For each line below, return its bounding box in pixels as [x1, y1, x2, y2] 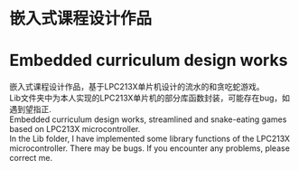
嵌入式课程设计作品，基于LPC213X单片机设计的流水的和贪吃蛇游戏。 [9, 81, 265, 92]
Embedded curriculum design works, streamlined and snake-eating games [9, 114, 287, 125]
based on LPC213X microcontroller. [9, 124, 141, 135]
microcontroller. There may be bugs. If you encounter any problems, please [9, 143, 291, 154]
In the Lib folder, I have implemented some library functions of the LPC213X [9, 133, 291, 145]
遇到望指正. [9, 104, 52, 115]
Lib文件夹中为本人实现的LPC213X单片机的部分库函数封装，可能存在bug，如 [9, 92, 291, 104]
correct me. [9, 153, 53, 164]
